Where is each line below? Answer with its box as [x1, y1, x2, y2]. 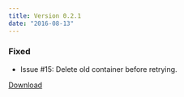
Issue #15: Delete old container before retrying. [19, 64, 178, 74]
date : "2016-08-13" [8, 19, 75, 27]
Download [8, 80, 43, 90]
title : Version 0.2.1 [8, 11, 82, 20]
